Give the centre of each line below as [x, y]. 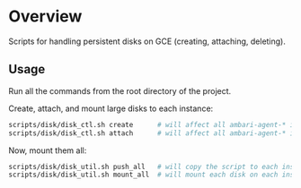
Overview [45, 17]
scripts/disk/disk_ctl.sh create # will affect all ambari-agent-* [147, 124]
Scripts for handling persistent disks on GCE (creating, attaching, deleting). [147, 41]
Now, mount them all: [48, 150]
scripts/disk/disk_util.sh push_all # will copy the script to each [143, 167]
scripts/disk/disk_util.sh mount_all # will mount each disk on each [143, 175]
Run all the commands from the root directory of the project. [120, 90]
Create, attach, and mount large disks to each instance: [111, 108]
